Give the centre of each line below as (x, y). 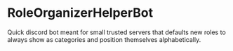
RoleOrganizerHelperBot (80, 13)
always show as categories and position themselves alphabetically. (104, 39)
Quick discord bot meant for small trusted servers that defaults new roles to (116, 32)
